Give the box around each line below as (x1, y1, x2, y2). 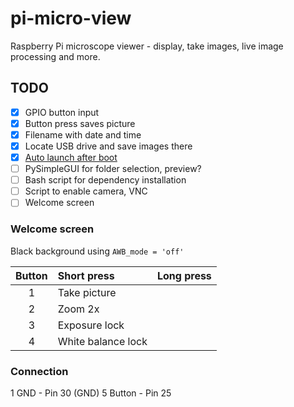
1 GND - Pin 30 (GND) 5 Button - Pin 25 (10, 387, 172, 399)
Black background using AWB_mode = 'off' (10, 245, 185, 257)
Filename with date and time (24, 128, 142, 141)
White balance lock (57, 334, 148, 348)
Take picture (57, 285, 117, 299)
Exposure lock (57, 318, 125, 332)
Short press (57, 268, 115, 282)
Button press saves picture (24, 117, 136, 129)
